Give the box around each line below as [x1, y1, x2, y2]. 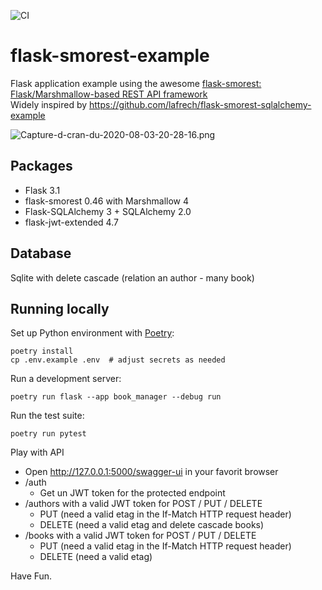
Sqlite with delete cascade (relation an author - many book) [10, 271, 255, 284]
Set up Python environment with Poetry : [10, 327, 175, 339]
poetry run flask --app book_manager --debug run [10, 392, 222, 402]
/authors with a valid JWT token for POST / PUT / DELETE [24, 498, 263, 510]
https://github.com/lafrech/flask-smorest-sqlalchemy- [89, 98, 312, 110]
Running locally [10, 300, 110, 317]
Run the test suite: [10, 410, 85, 422]
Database [10, 245, 72, 262]
